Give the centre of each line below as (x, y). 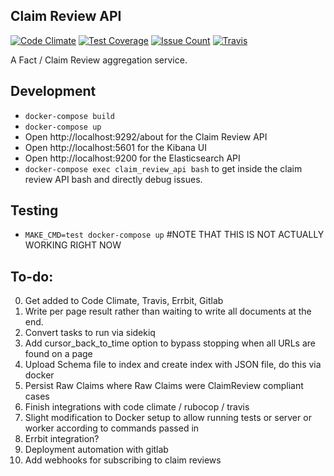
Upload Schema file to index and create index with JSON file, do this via (173, 365)
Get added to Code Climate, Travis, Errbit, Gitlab (124, 301)
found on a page (58, 354)
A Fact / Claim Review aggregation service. (99, 60)
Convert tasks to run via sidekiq (90, 333)
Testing (34, 210)
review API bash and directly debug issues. (113, 179)
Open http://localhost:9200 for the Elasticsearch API (132, 158)
